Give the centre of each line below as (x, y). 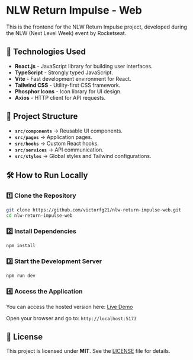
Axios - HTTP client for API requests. (60, 97)
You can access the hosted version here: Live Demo (70, 307)
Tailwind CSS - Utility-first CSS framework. (67, 85)
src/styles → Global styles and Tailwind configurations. (83, 156)
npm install (21, 246)
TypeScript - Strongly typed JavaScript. (64, 72)
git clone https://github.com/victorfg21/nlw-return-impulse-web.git (94, 210)
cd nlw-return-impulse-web (39, 216)
